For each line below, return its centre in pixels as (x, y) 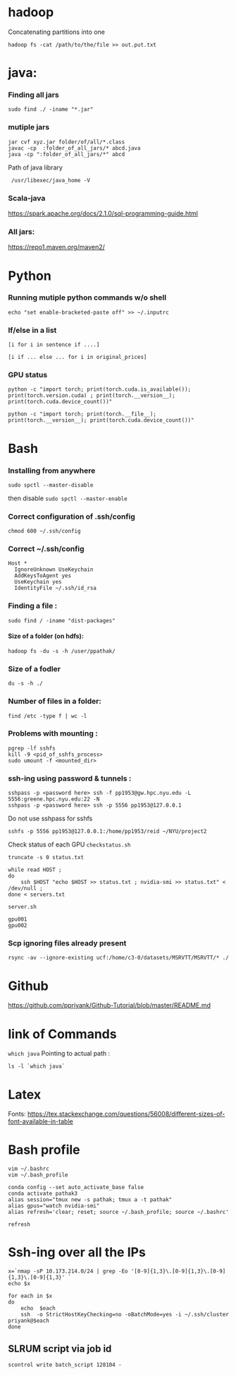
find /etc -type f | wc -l (48, 716)
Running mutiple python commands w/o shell (87, 297)
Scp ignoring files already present (67, 943)
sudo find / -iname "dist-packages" (62, 620)
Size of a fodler (34, 668)
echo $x (19, 1284)
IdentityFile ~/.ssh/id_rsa (56, 588)
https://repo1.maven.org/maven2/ (56, 247)
